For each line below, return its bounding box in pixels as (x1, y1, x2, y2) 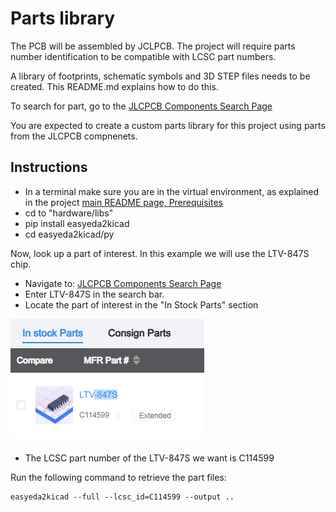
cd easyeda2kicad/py (24, 228, 115, 240)
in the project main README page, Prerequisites (24, 196, 223, 208)
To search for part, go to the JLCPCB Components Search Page (10, 100, 273, 112)
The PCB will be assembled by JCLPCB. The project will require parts (10, 40, 296, 52)
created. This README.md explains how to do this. (10, 80, 219, 92)
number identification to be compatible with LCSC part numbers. (10, 50, 277, 62)
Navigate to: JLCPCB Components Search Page (24, 277, 222, 289)
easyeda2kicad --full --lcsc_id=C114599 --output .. (10, 492, 235, 502)
